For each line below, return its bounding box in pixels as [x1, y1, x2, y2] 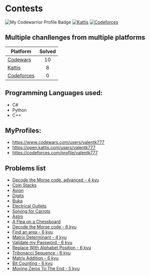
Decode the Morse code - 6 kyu [12, 224, 77, 230]
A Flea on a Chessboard [12, 219, 61, 225]
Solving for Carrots [12, 208, 50, 214]
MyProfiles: [5, 126, 42, 135]
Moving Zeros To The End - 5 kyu [12, 266, 80, 272]
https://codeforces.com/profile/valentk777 [12, 150, 98, 156]
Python [12, 107, 27, 113]
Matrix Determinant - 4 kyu [12, 234, 67, 240]
